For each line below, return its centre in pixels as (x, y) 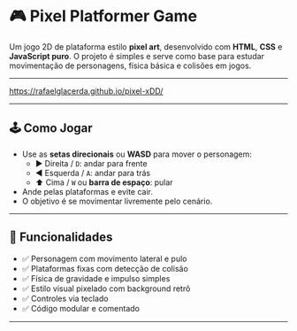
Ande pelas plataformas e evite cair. (87, 191)
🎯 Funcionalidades (61, 238)
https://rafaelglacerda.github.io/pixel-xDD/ (86, 91)
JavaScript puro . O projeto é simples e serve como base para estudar (137, 56)
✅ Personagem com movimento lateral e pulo (104, 258)
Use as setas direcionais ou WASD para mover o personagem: (137, 154)
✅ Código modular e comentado (80, 308)
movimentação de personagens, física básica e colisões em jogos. (130, 65)
